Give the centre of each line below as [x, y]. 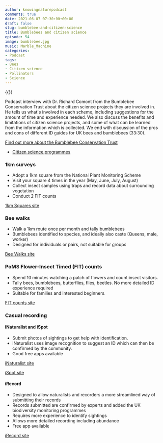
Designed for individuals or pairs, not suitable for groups [69, 245]
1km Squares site [22, 206]
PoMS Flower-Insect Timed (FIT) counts [54, 267]
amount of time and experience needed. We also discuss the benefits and [80, 117]
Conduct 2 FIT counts [34, 196]
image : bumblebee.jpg [27, 42]
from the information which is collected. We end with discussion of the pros [81, 128]
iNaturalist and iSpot [27, 327]
